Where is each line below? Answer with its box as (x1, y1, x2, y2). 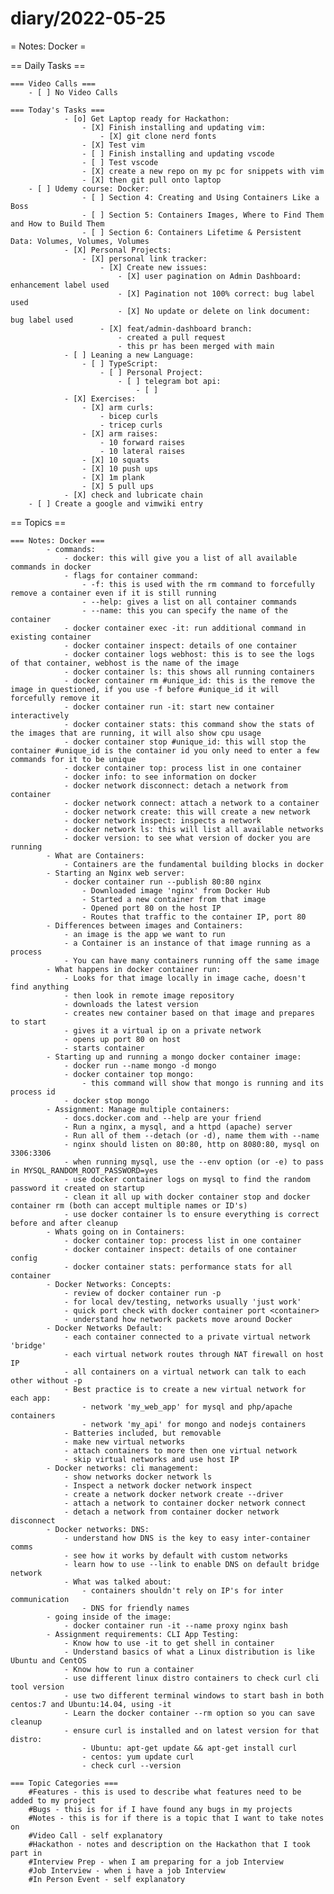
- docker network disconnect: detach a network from (63, 780, 288, 791)
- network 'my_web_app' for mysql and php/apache (81, 1402, 293, 1412)
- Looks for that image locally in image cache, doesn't (63, 973, 307, 983)
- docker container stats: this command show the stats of (63, 719, 315, 729)
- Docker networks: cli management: (46, 1463, 199, 1473)
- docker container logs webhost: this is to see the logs (63, 649, 315, 659)
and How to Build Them (10, 218, 105, 229)
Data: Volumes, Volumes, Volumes (10, 236, 150, 246)
